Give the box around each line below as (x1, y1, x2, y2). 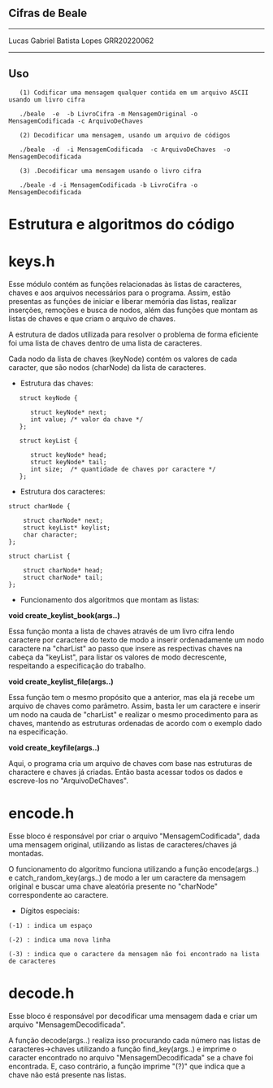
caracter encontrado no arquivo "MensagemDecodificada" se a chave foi (8, 1052, 253, 1062)
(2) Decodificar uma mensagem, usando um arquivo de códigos (19, 131, 231, 139)
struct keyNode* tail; (29, 458, 107, 466)
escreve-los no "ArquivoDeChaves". (8, 776, 128, 786)
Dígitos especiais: (19, 906, 80, 916)
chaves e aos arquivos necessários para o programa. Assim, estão (8, 288, 232, 298)
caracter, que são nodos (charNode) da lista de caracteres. (8, 362, 206, 372)
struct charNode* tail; (23, 573, 104, 581)
